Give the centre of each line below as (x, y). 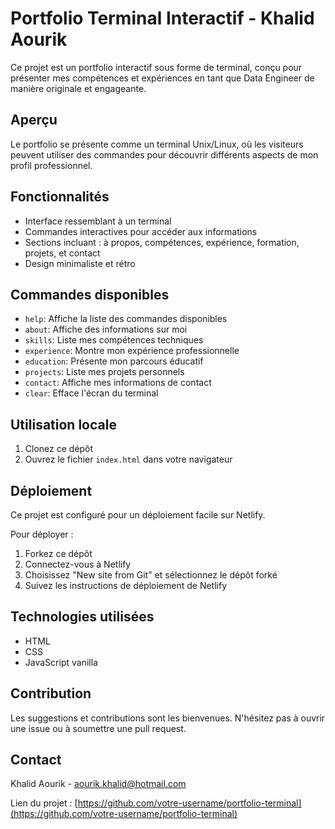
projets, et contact (62, 253)
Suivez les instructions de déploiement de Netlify (126, 585)
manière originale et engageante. (78, 88)
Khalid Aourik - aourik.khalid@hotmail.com (98, 784)
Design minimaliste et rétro (80, 263)
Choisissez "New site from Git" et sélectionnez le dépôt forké (151, 575)
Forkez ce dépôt (58, 553)
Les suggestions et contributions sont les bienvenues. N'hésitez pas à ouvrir (168, 718)
